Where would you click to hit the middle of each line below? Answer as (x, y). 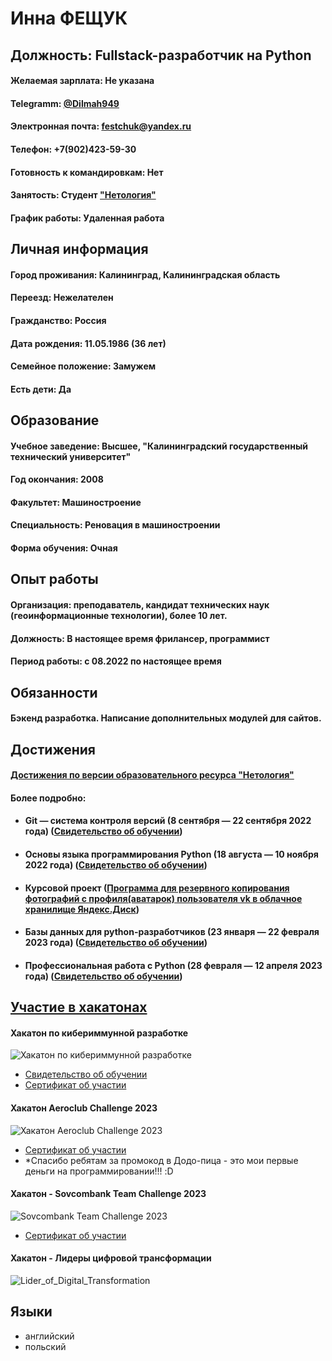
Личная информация (79, 249)
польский (45, 1346)
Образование (55, 420)
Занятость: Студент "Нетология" (83, 195)
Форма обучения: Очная (64, 548)
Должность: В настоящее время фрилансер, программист (140, 638)
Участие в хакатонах (79, 1007)
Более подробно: (48, 798)
